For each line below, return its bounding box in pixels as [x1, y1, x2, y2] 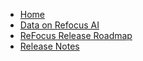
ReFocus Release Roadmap [19, 30, 133, 41]
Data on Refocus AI [19, 19, 100, 31]
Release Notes [19, 40, 80, 52]
